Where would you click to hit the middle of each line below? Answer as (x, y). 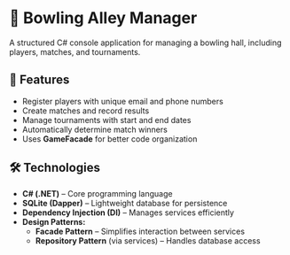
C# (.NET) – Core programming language (97, 193)
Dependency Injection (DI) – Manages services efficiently (128, 212)
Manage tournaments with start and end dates (106, 120)
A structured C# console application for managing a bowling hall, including (145, 42)
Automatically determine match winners (95, 129)
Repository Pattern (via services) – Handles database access (148, 240)
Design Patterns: (54, 221)
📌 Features (39, 80)
